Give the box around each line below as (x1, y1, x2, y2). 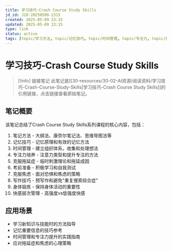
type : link (5, 27, 29, 32)
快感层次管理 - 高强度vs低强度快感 (12, 190, 85, 196)
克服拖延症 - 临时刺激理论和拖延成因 (12, 158, 90, 164)
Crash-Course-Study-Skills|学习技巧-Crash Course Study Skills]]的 (25, 84, 166, 90)
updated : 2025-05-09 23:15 (5, 22, 63, 27)
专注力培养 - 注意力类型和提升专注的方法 (12, 152, 99, 158)
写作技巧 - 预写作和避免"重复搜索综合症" (12, 177, 98, 183)
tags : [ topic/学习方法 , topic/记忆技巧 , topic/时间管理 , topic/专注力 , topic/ (5, 36, 166, 41)
